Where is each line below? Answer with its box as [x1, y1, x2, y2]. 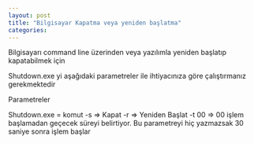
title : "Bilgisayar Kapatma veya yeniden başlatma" [8, 19, 181, 27]
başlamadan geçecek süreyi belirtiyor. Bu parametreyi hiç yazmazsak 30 [8, 119, 245, 128]
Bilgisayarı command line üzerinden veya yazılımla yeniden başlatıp [8, 48, 227, 57]
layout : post [8, 11, 51, 20]
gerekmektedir [8, 79, 56, 89]
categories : [8, 26, 47, 34]
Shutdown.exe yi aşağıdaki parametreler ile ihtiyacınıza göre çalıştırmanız [8, 72, 247, 81]
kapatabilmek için [8, 56, 65, 65]
